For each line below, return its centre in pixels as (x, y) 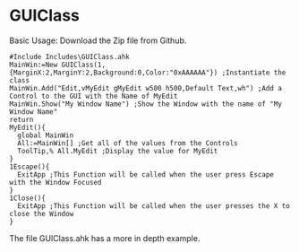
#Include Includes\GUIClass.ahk (69, 56)
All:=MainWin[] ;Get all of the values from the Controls (128, 143)
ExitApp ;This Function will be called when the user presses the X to (154, 206)
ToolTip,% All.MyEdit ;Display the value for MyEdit (118, 151)
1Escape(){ (30, 167)
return (21, 119)
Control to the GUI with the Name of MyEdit (94, 96)
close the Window (42, 213)
